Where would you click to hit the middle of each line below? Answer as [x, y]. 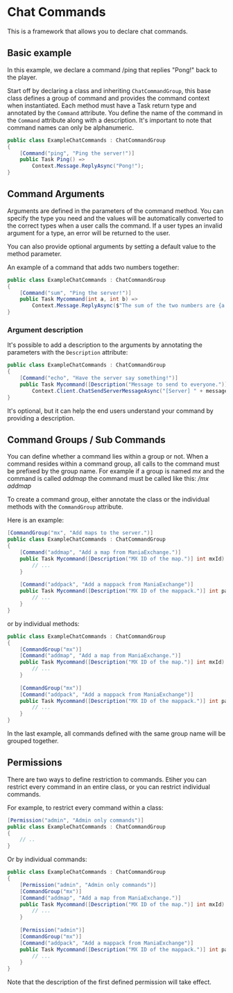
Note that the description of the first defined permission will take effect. [109, 982]
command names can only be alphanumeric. [71, 127]
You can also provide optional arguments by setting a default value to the [112, 246]
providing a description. [41, 418]
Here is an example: [36, 520]
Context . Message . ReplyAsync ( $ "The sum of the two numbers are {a [129, 306]
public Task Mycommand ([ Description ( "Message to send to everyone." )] [124, 384]
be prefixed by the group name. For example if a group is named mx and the [116, 471]
